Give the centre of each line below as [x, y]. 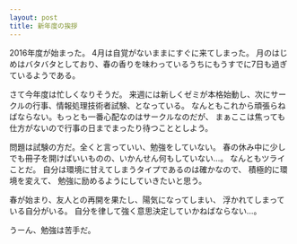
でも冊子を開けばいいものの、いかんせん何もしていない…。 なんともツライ [147, 158]
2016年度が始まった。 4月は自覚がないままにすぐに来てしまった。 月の [140, 52]
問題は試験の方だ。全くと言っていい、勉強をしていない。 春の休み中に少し [148, 147]
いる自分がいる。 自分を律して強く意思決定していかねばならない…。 [135, 211]
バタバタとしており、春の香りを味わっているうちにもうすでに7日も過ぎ [156, 64]
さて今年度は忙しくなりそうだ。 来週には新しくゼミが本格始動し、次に [140, 94]
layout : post [34, 17]
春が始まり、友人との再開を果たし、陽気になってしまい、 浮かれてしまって [147, 199]
